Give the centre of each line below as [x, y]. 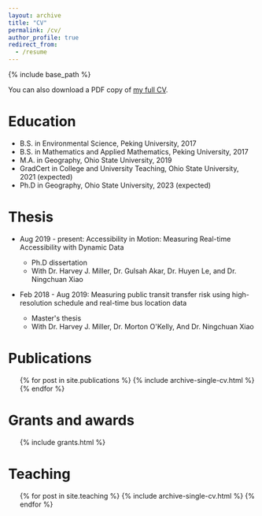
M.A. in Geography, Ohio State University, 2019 [96, 160]
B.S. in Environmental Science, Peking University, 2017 [108, 143]
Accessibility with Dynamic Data [72, 247]
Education [42, 122]
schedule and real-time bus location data [120, 303]
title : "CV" [28, 23]
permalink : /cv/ [35, 30]
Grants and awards [72, 420]
